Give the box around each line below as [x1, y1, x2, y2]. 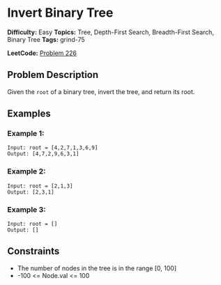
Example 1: [7, 129, 45, 139]
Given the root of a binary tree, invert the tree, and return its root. [7, 87, 195, 95]
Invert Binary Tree [7, 5, 114, 21]
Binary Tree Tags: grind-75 [7, 35, 85, 43]
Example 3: [7, 204, 47, 214]
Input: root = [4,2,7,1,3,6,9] [7, 144, 98, 151]
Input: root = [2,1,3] [7, 183, 73, 190]
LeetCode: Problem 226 [7, 49, 77, 57]
